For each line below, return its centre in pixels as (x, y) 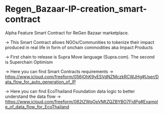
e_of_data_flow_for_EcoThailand (37, 107)
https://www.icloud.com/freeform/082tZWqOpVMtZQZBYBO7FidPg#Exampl (82, 101)
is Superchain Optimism (29, 62)
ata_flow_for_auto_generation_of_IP (41, 82)
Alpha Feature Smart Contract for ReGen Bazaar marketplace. (67, 33)
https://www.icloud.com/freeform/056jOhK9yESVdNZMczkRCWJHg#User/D (82, 76)
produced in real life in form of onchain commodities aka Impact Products (79, 47)
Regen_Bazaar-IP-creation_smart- (76, 9)
